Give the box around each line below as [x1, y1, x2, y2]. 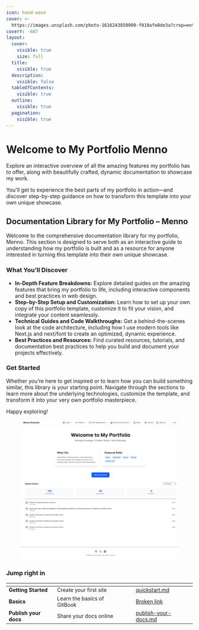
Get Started [6, 363, 40, 372]
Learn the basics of [57, 595, 104, 602]
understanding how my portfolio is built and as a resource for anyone [6, 245, 175, 252]
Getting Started [8, 587, 48, 594]
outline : [11, 98, 33, 104]
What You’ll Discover [6, 266, 68, 274]
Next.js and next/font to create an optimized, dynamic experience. [14, 330, 176, 337]
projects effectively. [14, 349, 63, 356]
